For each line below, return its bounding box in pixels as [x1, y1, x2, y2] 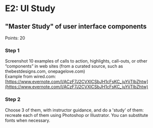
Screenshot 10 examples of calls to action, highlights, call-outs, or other [5, 58, 148, 64]
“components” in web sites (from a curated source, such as [5, 64, 123, 69]
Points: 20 [5, 35, 26, 41]
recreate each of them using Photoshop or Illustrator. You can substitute [5, 112, 148, 118]
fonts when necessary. [5, 117, 51, 123]
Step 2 [5, 96, 21, 103]
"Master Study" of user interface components [5, 22, 147, 31]
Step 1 [5, 47, 20, 54]
